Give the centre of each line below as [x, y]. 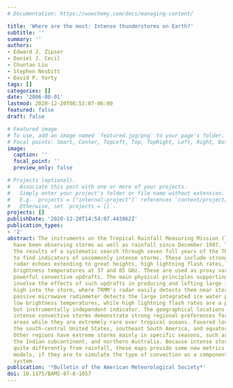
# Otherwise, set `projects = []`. [62, 206]
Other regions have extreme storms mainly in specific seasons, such [116, 335]
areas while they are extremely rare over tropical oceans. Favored [114, 322]
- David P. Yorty [32, 78]
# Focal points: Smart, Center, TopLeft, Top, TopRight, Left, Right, [111, 142]
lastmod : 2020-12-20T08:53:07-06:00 [60, 104]
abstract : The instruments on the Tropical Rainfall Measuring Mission [113, 238]
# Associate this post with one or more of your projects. [97, 187]
